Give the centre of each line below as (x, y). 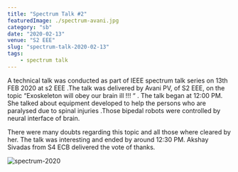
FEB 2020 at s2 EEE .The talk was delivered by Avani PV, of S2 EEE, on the (116, 88)
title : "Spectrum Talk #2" (47, 14)
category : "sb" (30, 27)
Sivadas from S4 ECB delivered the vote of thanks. (81, 147)
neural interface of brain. (44, 118)
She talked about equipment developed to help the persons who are (107, 103)
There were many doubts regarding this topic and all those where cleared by (119, 131)
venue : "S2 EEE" (31, 41)
